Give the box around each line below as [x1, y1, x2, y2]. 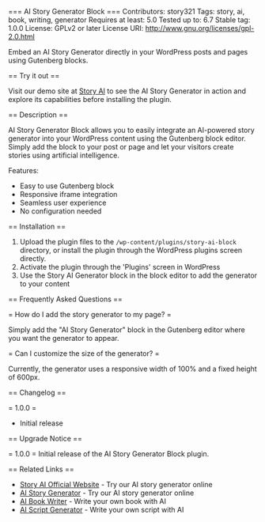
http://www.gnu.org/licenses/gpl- [145, 24, 255, 32]
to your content [19, 279, 70, 288]
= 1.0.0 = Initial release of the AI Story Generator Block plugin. [8, 449, 210, 458]
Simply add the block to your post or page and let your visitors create [8, 142, 234, 151]
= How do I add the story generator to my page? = [8, 310, 172, 319]
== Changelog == [8, 388, 66, 397]
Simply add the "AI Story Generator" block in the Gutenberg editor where [8, 325, 245, 335]
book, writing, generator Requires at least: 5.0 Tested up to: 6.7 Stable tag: [8, 15, 251, 25]
